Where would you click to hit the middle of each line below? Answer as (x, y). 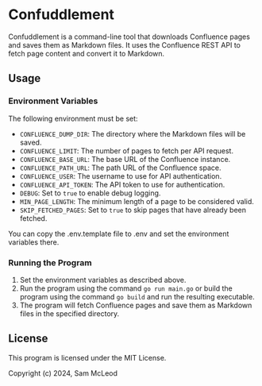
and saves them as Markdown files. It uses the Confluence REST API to (124, 44)
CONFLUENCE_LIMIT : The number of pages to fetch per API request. (127, 151)
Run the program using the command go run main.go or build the (126, 288)
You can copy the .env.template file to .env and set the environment (119, 234)
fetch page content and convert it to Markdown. (87, 53)
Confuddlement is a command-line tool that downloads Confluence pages (129, 37)
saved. (31, 142)
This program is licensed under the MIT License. (87, 357)
